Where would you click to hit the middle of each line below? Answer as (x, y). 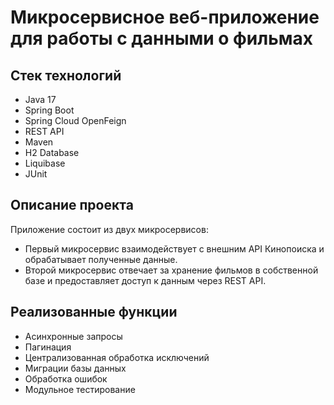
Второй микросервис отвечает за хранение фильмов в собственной (171, 270)
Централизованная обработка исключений (117, 357)
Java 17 (40, 99)
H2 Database (52, 152)
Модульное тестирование (80, 389)
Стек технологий (66, 75)
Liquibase (45, 163)
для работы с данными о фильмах (161, 38)
